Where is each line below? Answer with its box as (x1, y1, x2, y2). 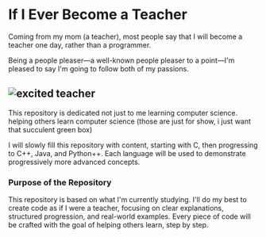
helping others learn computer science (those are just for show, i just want (8, 117, 252, 126)
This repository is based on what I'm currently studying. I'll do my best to (8, 195, 248, 205)
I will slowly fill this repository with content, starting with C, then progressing (8, 140, 258, 150)
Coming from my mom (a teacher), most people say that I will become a (8, 32, 243, 41)
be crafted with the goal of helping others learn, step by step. (8, 220, 209, 230)
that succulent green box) (8, 124, 93, 134)
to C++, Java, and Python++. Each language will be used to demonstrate (8, 148, 246, 158)
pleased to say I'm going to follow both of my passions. (8, 63, 189, 73)
